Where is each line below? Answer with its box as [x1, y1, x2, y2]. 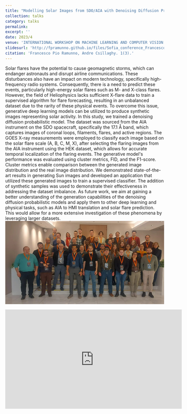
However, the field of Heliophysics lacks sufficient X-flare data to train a [5, 92, 155, 98]
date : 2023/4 [5, 35, 33, 40]
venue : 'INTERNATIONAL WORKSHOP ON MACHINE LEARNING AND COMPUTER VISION [5, 40, 164, 45]
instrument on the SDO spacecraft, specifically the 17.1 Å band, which [5, 124, 149, 130]
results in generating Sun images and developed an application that [12, 172, 152, 179]
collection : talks [5, 13, 44, 19]
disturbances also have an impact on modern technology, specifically [5, 76, 150, 82]
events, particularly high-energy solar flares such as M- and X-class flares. [5, 86, 161, 93]
